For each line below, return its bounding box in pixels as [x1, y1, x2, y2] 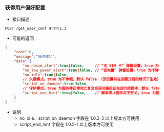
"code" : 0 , [14, 50, 34, 55]
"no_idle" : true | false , [22, 72, 69, 77]
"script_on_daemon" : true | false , [22, 82, 89, 87]
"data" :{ [14, 59, 32, 64]
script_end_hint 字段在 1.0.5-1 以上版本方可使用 [19, 121, 114, 127]
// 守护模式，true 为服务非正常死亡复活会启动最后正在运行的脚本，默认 [22, 86, 149, 91]
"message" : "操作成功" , [14, 54, 57, 59]
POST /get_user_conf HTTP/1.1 [5, 26, 67, 31]
